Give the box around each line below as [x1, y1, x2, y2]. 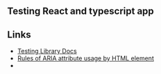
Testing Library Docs [17, 47, 78, 56]
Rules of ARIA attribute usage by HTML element [17, 54, 154, 62]
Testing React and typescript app [7, 5, 154, 17]
